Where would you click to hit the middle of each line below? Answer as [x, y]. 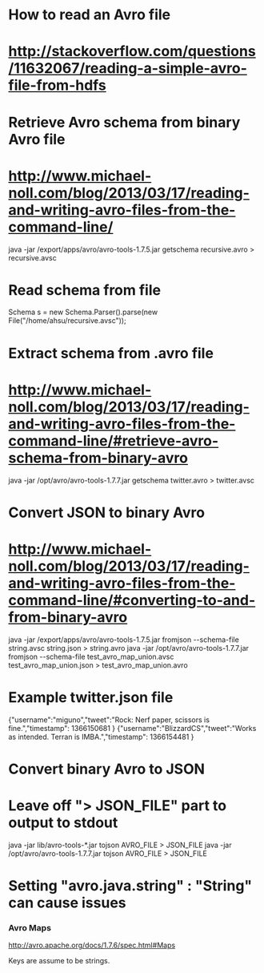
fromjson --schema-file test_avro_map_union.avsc [91, 656]
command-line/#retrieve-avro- [114, 440]
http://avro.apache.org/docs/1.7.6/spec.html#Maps [92, 945]
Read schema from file [85, 290]
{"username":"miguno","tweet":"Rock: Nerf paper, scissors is [109, 720]
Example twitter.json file [91, 697]
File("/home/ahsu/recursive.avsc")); [67, 321]
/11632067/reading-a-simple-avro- [128, 69]
